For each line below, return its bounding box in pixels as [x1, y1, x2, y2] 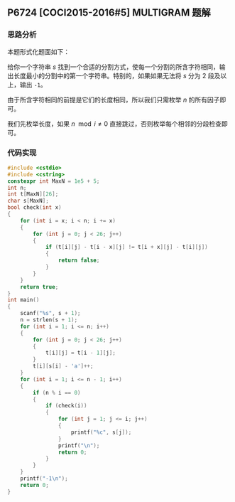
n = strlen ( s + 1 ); [20, 316, 78, 324]
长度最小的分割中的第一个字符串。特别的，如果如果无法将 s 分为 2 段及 [13, 71, 221, 80]
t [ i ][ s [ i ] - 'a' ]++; [33, 363, 94, 370]
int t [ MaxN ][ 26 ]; [7, 191, 59, 198]
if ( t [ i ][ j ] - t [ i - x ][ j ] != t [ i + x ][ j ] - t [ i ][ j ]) [45, 244, 208, 251]
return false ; [58, 257, 100, 265]
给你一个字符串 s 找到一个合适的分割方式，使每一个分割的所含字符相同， [7, 63, 220, 71]
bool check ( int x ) [7, 204, 62, 211]
